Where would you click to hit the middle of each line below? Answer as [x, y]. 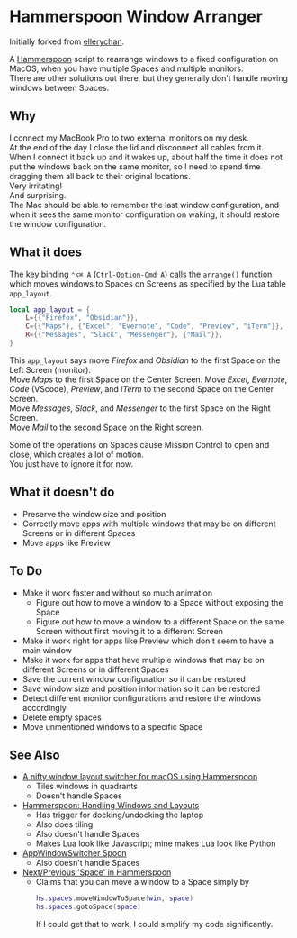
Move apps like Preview [66, 542]
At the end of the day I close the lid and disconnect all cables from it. [136, 147]
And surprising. [38, 195]
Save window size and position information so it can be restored [141, 688]
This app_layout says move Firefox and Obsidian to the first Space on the [145, 360]
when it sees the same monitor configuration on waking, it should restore [145, 214]
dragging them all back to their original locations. [100, 176]
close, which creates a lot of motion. [76, 454]
